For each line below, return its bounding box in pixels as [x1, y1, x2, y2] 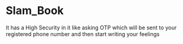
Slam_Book [6, 4, 64, 18]
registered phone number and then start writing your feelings [6, 30, 160, 37]
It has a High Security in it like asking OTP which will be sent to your [6, 24, 177, 31]
